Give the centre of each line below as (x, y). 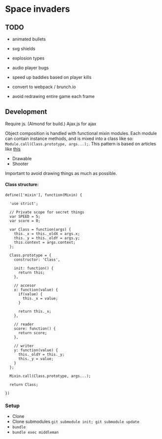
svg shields (24, 49)
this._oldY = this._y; (41, 355)
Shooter (20, 164)
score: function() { (35, 329)
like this (13, 149)
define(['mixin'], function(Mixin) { (44, 195)
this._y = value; (36, 359)
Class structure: (22, 185)
